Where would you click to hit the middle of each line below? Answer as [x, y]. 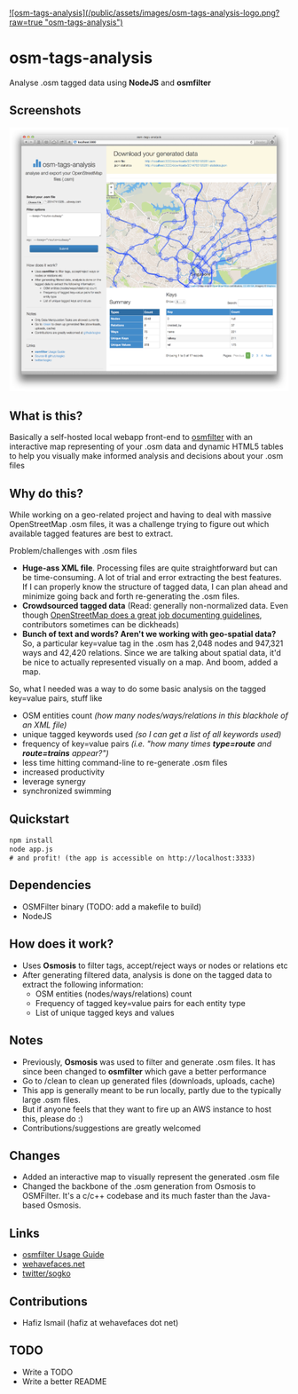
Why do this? [47, 493]
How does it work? [62, 944]
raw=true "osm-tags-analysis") [66, 22]
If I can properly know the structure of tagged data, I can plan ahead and [155, 587]
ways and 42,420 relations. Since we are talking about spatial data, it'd [152, 653]
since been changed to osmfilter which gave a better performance [144, 1071]
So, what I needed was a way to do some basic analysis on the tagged [137, 689]
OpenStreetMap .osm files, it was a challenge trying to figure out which [139, 524]
